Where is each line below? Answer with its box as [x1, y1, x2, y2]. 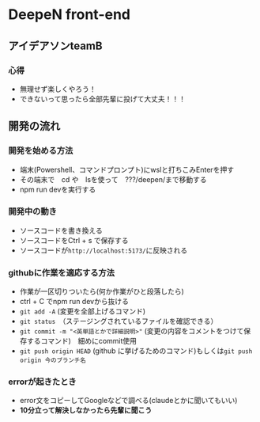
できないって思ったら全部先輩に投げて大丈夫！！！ [19, 93, 187, 104]
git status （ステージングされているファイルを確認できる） [19, 317, 218, 326]
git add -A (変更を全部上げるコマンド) [19, 306, 146, 316]
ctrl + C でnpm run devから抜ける [19, 297, 129, 306]
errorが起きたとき [8, 376, 77, 387]
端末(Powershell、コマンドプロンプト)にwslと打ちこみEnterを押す [19, 165, 235, 174]
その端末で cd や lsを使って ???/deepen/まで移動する [19, 174, 207, 184]
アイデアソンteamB [8, 39, 103, 52]
